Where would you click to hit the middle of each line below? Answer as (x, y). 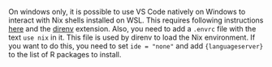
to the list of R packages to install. (65, 54)
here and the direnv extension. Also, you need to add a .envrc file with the (132, 29)
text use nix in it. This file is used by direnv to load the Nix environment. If (132, 37)
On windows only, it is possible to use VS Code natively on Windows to (127, 12)
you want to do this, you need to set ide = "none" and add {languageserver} (136, 46)
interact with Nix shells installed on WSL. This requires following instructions (136, 20)
